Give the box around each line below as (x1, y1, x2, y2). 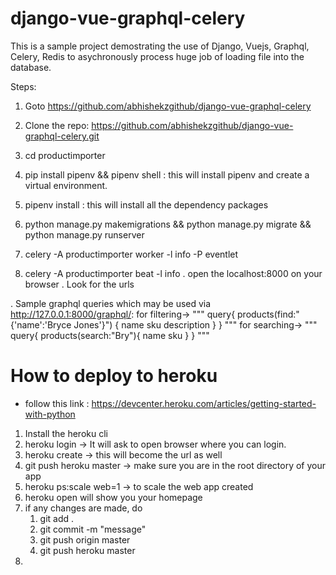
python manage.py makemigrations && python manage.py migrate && (24, 218, 312, 230)
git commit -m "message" (39, 523, 147, 535)
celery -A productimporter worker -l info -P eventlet (24, 248, 239, 260)
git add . (39, 512, 75, 524)
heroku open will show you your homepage (24, 491, 203, 503)
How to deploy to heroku (10, 365, 218, 387)
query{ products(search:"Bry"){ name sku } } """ (10, 329, 210, 341)
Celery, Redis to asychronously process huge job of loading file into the (10, 50, 305, 62)
